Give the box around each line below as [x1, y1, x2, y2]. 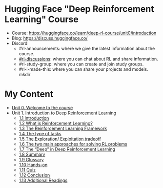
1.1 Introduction [19, 115, 49, 121]
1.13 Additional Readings [19, 177, 68, 183]
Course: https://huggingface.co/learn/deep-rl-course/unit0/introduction [11, 30, 157, 36]
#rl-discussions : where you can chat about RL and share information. [19, 56, 158, 62]
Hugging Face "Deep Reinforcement [4, 3, 154, 15]
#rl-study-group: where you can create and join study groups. [19, 61, 144, 67]
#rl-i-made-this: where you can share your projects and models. [19, 66, 148, 72]
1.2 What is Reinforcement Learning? [19, 120, 93, 126]
